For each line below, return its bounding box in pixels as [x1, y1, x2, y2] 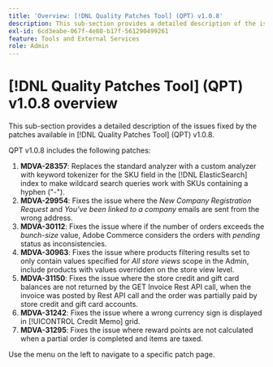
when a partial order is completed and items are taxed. [19, 334, 203, 343]
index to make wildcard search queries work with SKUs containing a [19, 179, 249, 188]
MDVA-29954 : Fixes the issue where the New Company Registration [19, 196, 252, 205]
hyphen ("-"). [19, 188, 65, 197]
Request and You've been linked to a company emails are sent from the [19, 205, 260, 214]
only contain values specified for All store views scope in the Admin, [19, 257, 249, 266]
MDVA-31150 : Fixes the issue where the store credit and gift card [19, 274, 240, 283]
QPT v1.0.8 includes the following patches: [8, 145, 151, 155]
